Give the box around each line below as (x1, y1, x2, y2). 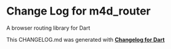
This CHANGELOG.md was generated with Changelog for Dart (6, 36, 165, 43)
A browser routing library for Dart (6, 24, 91, 31)
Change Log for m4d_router (6, 4, 151, 18)
